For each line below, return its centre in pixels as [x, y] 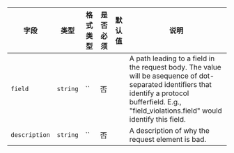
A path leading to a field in [172, 58]
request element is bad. [168, 139]
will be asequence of [163, 76]
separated [146, 84]
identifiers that [188, 84]
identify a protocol [159, 93]
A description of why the [170, 130]
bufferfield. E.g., [155, 102]
